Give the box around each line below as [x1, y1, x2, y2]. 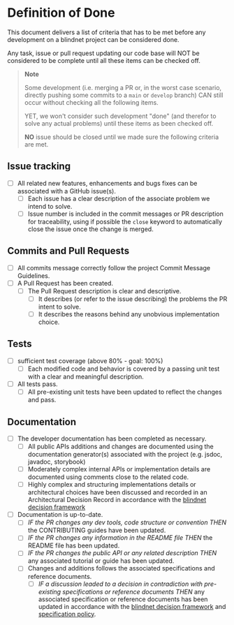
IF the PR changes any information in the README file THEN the [27, 534, 213, 542]
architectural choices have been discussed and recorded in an [27, 488, 207, 497]
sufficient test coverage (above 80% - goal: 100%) [17, 356, 163, 365]
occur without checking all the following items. [24, 98, 159, 106]
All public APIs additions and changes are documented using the [27, 442, 214, 450]
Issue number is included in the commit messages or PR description [27, 209, 224, 218]
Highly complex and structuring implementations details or [27, 480, 197, 489]
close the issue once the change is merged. [27, 225, 154, 233]
